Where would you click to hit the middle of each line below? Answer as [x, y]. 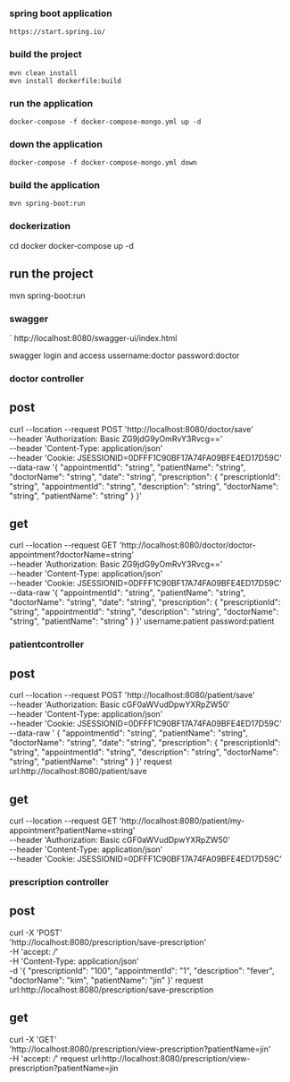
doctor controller [47, 379]
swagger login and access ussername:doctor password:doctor [124, 355]
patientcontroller [47, 644]
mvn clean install [43, 73]
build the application [55, 185]
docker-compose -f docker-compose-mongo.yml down [104, 163]
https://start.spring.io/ [57, 32]
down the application [56, 144]
